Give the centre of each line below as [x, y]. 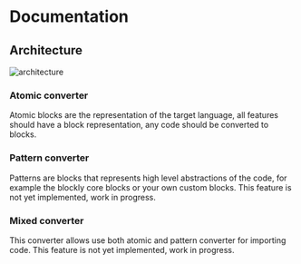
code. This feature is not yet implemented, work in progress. [122, 249]
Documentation [69, 17]
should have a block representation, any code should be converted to [139, 125]
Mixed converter [47, 220]
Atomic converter [49, 95]
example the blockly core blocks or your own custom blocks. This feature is [150, 187]
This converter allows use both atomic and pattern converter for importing [148, 240]
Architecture [46, 50]
